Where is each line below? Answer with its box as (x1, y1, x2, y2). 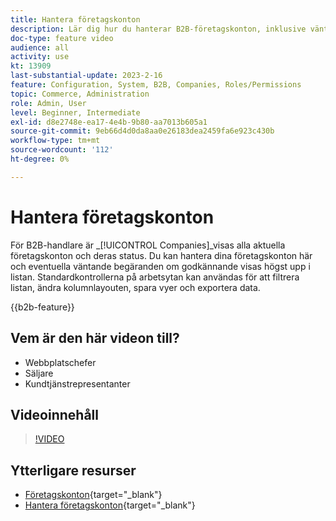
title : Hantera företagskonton (10, 14, 141, 25)
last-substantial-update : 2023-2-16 (10, 71, 163, 81)
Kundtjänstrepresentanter (24, 377, 131, 390)
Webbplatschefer (24, 356, 97, 368)
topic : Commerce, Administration (10, 89, 150, 99)
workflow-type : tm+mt (10, 136, 101, 146)
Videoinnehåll (10, 406, 99, 423)
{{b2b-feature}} (10, 301, 75, 313)
